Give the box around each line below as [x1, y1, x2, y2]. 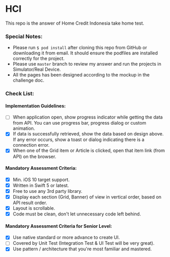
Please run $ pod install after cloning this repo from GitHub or [12, 45, 147, 51]
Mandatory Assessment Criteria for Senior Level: [5, 223, 112, 229]
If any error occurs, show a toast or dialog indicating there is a [12, 136, 145, 143]
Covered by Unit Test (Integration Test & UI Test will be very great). [12, 240, 155, 246]
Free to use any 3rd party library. [12, 188, 83, 194]
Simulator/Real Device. [12, 66, 61, 72]
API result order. [12, 200, 47, 206]
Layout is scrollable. [12, 205, 55, 211]
